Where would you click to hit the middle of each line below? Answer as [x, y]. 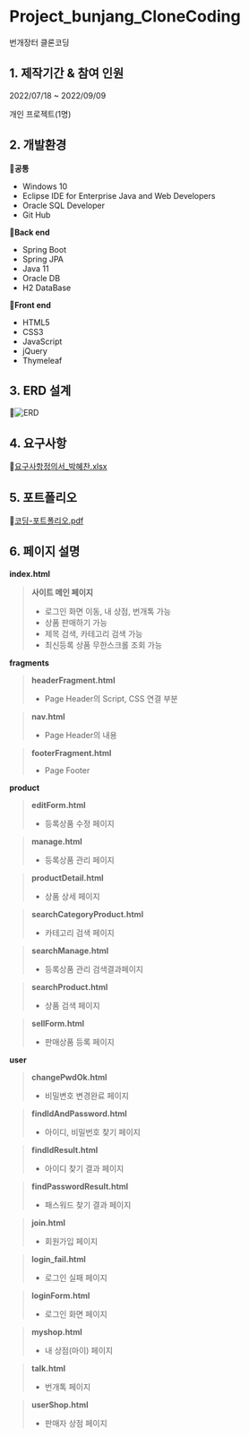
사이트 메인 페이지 [62, 592]
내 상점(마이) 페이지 [79, 1350]
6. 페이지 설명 [45, 551]
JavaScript [42, 341]
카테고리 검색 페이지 [79, 933]
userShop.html [60, 1405]
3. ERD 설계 [40, 390]
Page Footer [67, 770]
